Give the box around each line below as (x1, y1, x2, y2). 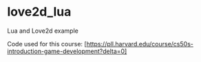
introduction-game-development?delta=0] (7, 47, 127, 55)
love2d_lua (7, 4, 72, 20)
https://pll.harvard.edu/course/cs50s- (86, 40, 194, 48)
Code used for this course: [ (7, 40, 87, 48)
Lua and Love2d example (7, 27, 79, 35)
